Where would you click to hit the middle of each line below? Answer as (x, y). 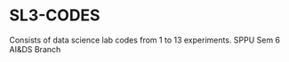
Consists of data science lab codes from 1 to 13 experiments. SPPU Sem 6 (145, 40)
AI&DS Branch (35, 49)
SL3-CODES (55, 15)
